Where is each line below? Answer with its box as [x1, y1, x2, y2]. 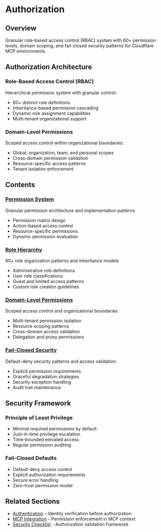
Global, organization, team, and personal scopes [12, 149, 114, 155]
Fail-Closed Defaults [5, 455, 57, 462]
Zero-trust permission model [12, 482, 73, 488]
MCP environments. [5, 48, 47, 54]
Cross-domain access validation [12, 329, 80, 335]
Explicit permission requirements [12, 368, 81, 374]
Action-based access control [12, 223, 73, 229]
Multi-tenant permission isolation [12, 318, 82, 324]
